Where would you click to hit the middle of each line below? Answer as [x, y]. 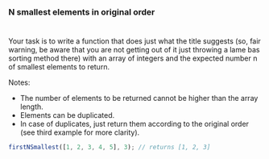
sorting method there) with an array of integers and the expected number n [133, 58]
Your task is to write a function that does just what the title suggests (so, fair [135, 41]
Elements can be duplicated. [67, 115]
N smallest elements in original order [82, 12]
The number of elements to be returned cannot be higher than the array [139, 98]
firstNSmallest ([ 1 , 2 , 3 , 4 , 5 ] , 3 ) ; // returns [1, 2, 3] [110, 148]
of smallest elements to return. [59, 67]
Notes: [19, 82]
